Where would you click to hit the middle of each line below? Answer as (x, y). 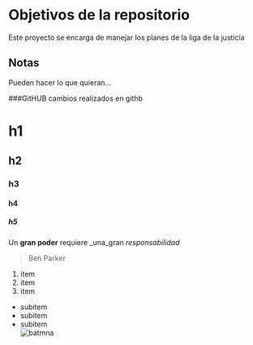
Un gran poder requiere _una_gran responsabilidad (94, 242)
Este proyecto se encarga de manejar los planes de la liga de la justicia (126, 37)
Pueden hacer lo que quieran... (60, 82)
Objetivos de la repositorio (99, 15)
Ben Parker (47, 258)
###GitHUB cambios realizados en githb (76, 98)
